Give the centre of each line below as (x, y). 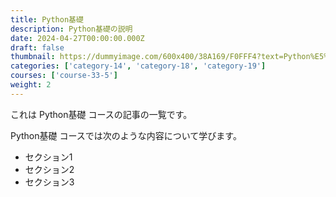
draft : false (37, 47)
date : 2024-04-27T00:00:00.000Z (77, 38)
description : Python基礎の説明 (71, 29)
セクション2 (49, 169)
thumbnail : (33, 57)
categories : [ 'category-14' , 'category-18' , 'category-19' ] (138, 66)
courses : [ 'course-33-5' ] (64, 76)
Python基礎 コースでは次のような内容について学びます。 (126, 135)
